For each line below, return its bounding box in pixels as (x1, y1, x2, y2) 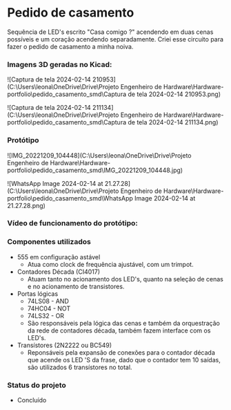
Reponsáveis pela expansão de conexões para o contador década (27, 348, 216, 357)
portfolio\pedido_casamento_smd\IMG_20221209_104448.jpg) (7, 166, 183, 174)
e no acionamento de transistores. (27, 282, 125, 290)
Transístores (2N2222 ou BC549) (17, 341, 112, 349)
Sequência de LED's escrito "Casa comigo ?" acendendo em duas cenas (7, 28, 214, 36)
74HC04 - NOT (27, 304, 71, 313)
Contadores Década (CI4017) (17, 268, 101, 276)
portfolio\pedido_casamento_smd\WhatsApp (7, 194, 133, 202)
